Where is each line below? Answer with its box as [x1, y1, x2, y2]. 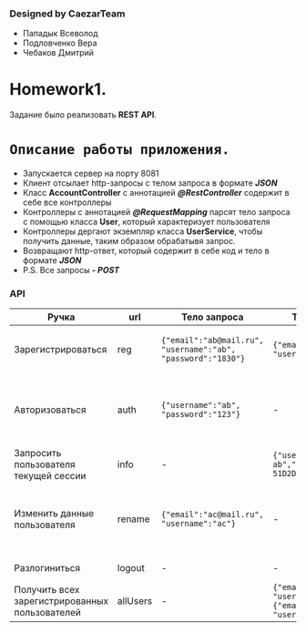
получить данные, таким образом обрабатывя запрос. [22, 236, 236, 247]
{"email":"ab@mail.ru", [160, 335, 264, 346]
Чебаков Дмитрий [22, 47, 94, 58]
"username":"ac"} [160, 518, 237, 529]
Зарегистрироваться [14, 343, 107, 356]
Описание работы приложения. [9, 141, 230, 158]
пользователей [14, 607, 82, 619]
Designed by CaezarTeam [9, 7, 126, 20]
